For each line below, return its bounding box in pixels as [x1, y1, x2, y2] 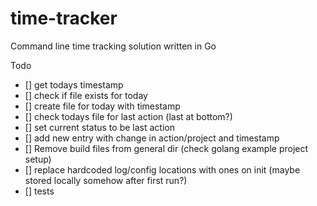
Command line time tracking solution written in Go [10, 40, 217, 52]
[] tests [24, 185, 55, 197]
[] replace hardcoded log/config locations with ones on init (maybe [24, 163, 301, 176]
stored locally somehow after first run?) [24, 174, 188, 186]
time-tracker [10, 7, 118, 30]
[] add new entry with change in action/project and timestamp [24, 132, 280, 144]
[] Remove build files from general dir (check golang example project [24, 142, 309, 154]
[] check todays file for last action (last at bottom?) [24, 110, 233, 122]
